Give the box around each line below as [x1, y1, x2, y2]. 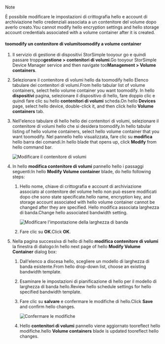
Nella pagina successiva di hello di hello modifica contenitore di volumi [12, 238, 159, 244]
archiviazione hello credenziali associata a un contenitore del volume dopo [5, 19, 157, 25]
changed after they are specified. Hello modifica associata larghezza [19, 204, 159, 210]
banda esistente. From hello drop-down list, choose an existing [19, 264, 146, 269]
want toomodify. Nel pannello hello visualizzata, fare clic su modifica [12, 134, 153, 140]
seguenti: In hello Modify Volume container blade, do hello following [12, 169, 151, 175]
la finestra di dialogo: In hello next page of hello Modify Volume [12, 244, 141, 250]
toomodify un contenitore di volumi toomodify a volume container [5, 40, 141, 46]
